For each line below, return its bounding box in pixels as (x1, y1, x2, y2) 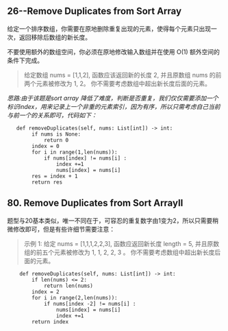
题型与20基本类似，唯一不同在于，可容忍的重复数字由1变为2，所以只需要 (7, 216, 213, 225)
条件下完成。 (7, 56, 43, 64)
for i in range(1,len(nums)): (31, 149, 118, 156)
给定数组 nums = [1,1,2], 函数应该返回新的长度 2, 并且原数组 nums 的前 (23, 71, 222, 79)
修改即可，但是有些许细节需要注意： (12, 225, 115, 233)
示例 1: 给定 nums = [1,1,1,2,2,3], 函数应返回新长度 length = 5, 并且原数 (23, 239, 220, 247)
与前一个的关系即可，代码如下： (7, 111, 97, 119)
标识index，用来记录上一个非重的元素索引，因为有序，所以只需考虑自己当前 (7, 102, 220, 110)
